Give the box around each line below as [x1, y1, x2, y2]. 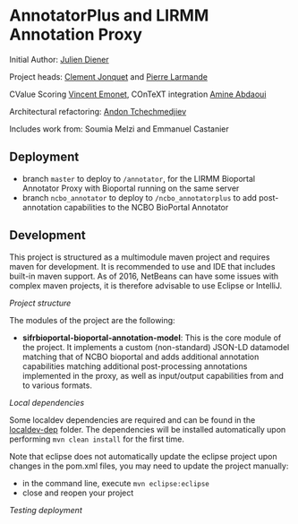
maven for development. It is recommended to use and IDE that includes [9, 261, 276, 271]
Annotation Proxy [9, 24, 143, 45]
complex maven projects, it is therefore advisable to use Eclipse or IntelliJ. [9, 279, 283, 291]
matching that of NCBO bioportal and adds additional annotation [21, 351, 260, 362]
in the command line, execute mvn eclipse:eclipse [21, 477, 210, 488]
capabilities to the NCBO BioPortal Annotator [64, 202, 229, 212]
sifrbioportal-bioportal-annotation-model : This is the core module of [21, 332, 282, 343]
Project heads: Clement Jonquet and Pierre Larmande [9, 71, 209, 82]
